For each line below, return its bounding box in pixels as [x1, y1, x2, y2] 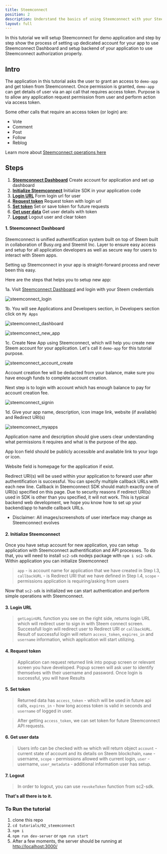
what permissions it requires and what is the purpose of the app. [5, 439, 138, 445]
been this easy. [5, 267, 36, 273]
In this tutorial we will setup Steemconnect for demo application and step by [5, 35, 161, 41]
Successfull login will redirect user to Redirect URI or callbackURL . [17, 626, 153, 632]
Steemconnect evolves [12, 520, 60, 526]
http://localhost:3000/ [12, 843, 58, 849]
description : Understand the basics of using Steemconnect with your [5, 16, 153, 21]
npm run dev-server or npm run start [12, 833, 88, 839]
